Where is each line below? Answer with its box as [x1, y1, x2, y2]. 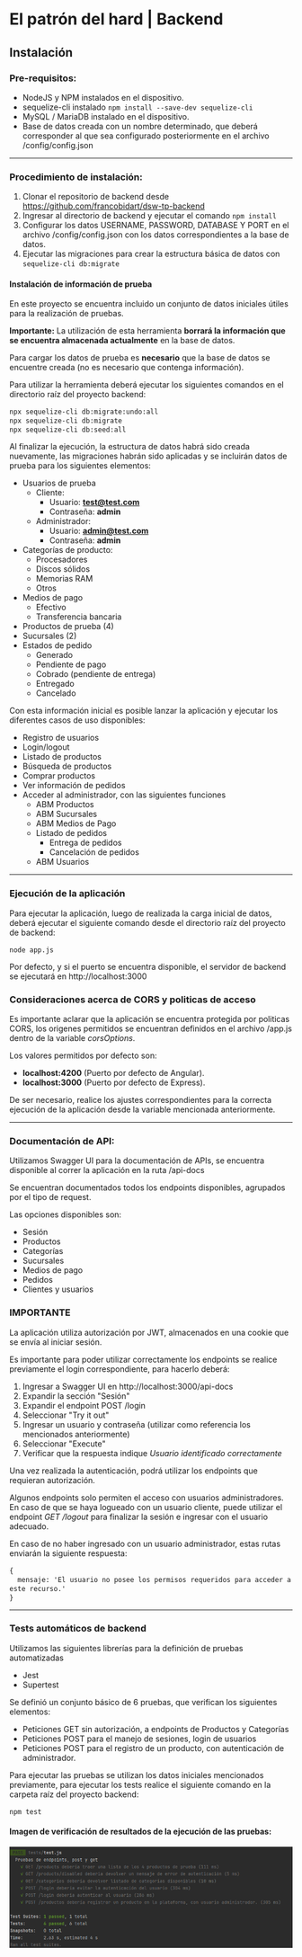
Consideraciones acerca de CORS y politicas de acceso [9, 993, 256, 1006]
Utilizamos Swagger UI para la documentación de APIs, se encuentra [9, 1155, 265, 1166]
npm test [9, 1807, 42, 1816]
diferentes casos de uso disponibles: [9, 715, 146, 725]
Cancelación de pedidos [49, 847, 139, 858]
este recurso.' [9, 1584, 67, 1593]
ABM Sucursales [35, 809, 97, 820]
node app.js [9, 945, 54, 955]
